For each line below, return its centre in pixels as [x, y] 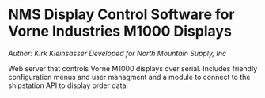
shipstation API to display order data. [68, 85]
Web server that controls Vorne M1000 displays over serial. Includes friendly [133, 68]
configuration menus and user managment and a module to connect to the [129, 77]
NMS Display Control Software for [121, 15]
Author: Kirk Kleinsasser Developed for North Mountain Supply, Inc [117, 53]
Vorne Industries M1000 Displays [120, 31]
